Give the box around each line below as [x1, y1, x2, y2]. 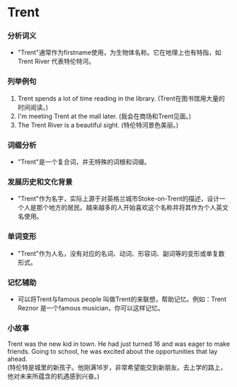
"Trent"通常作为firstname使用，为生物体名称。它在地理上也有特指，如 [17, 48, 221, 57]
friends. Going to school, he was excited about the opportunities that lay [7, 347, 218, 356]
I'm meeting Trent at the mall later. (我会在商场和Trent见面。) [17, 111, 192, 120]
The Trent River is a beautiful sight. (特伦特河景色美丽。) [17, 120, 179, 129]
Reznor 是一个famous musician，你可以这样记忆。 [17, 303, 165, 312]
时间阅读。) [17, 103, 48, 111]
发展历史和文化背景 [7, 177, 73, 186]
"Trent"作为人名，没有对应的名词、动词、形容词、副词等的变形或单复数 [17, 249, 225, 257]
